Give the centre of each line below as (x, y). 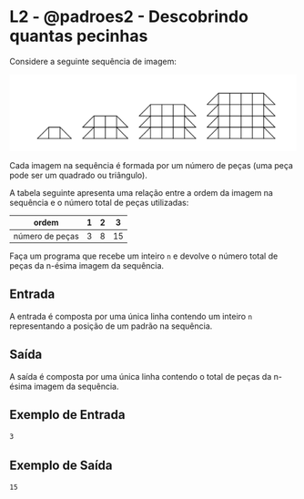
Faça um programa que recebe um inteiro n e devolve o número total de (144, 256)
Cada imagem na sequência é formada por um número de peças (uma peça (152, 165)
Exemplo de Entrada (67, 415)
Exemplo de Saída (61, 465)
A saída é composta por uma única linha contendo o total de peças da (141, 376)
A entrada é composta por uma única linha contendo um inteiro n (131, 316)
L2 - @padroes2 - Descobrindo (129, 17)
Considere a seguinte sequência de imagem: (93, 61)
